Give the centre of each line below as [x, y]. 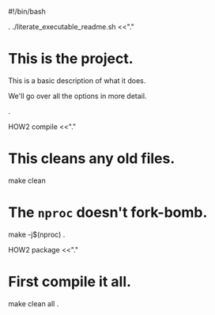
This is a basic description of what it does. [77, 80]
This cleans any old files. [92, 159]
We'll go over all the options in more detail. [77, 96]
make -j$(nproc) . [37, 234]
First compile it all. [70, 282]
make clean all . [34, 303]
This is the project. [71, 59]
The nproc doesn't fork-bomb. [108, 213]
